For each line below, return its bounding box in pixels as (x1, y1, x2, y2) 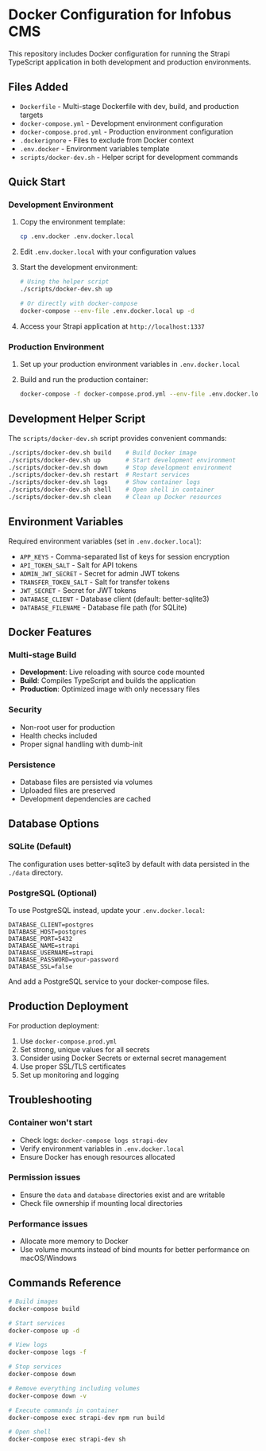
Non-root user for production (19, 722, 115, 731)
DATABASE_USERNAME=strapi (8, 949, 94, 957)
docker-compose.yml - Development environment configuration (19, 118, 224, 128)
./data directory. (8, 868, 64, 877)
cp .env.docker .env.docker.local (19, 232, 134, 240)
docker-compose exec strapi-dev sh (8, 1435, 126, 1444)
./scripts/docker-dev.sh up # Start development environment (8, 456, 237, 464)
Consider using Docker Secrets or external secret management (19, 1053, 227, 1063)
